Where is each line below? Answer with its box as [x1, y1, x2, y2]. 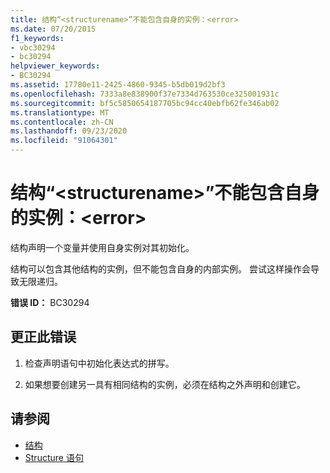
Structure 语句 [24, 451, 84, 463]
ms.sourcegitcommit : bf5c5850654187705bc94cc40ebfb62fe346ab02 [10, 98, 280, 108]
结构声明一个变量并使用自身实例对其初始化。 [10, 241, 195, 253]
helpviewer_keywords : [10, 61, 101, 71]
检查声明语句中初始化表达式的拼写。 [24, 357, 175, 369]
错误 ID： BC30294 [10, 296, 90, 308]
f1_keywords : [10, 33, 65, 43]
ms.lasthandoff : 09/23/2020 [10, 126, 128, 136]
